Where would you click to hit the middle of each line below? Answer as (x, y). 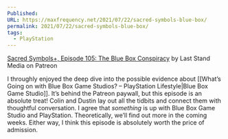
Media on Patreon (32, 66)
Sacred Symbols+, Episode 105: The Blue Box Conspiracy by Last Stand (109, 58)
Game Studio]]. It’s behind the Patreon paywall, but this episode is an (105, 94)
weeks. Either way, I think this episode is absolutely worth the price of (106, 123)
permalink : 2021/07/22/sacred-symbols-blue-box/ (78, 26)
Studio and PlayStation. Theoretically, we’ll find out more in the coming (107, 115)
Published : (23, 13)
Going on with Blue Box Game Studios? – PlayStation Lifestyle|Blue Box (107, 86)
